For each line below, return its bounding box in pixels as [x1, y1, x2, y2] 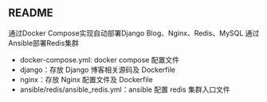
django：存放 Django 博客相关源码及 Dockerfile [19, 65, 175, 74]
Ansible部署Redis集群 [8, 38, 80, 47]
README [8, 6, 53, 20]
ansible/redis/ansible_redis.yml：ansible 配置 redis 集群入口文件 [19, 85, 230, 94]
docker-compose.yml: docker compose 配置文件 [19, 55, 179, 64]
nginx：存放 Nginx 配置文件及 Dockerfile [19, 74, 153, 84]
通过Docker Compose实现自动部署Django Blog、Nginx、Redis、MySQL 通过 [8, 28, 260, 38]
